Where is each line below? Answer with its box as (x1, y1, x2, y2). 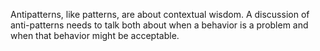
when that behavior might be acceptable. (10, 30, 180, 41)
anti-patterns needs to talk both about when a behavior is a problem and (10, 19, 309, 31)
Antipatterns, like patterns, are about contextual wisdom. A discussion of (10, 9, 310, 20)
